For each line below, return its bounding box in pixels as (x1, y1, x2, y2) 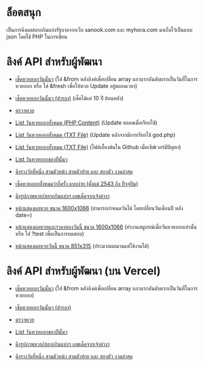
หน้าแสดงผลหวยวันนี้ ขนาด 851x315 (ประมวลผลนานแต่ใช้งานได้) (15, 242, 149, 249)
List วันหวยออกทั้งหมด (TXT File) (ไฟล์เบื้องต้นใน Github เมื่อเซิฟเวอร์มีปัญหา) (15, 143, 181, 150)
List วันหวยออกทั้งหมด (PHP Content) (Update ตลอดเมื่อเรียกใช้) (15, 119, 158, 126)
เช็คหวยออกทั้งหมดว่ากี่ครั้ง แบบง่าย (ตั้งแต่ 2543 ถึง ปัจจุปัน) (15, 180, 138, 187)
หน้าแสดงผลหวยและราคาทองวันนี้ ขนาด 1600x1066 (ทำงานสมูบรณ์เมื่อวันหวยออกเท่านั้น (15, 223, 197, 230)
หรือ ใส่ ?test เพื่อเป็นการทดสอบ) (15, 230, 84, 237)
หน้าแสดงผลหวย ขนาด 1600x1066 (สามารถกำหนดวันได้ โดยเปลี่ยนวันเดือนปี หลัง (15, 204, 184, 211)
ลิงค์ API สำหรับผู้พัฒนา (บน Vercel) (6, 264, 161, 278)
